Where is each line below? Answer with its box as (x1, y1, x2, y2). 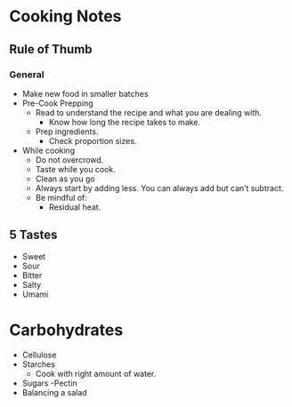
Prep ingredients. (35, 126, 99, 137)
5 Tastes (9, 227, 58, 243)
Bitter (21, 269, 43, 281)
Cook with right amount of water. (35, 368, 157, 379)
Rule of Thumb (9, 42, 93, 57)
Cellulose (21, 349, 57, 360)
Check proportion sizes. (48, 135, 137, 146)
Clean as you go (35, 173, 95, 184)
